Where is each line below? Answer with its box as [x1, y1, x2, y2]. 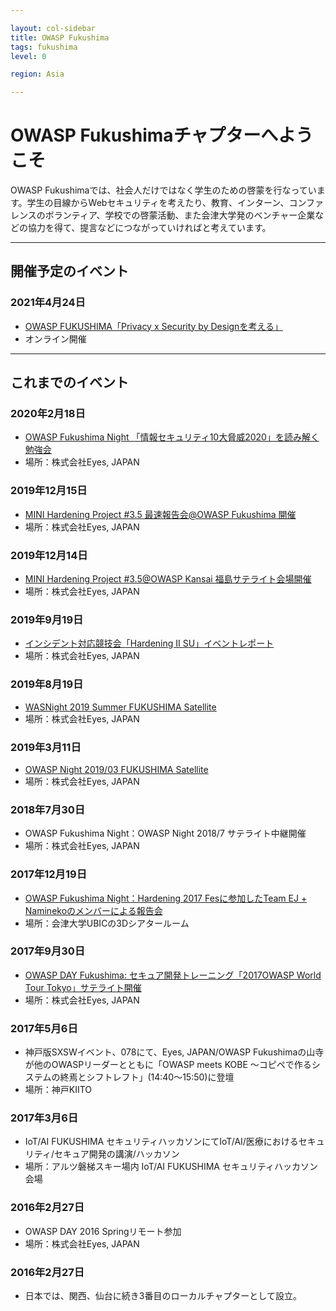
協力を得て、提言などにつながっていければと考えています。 [27, 222, 272, 234]
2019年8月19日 [10, 677, 84, 691]
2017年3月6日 [10, 1111, 79, 1125]
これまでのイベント [10, 374, 129, 391]
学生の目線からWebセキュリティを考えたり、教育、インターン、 [26, 197, 290, 209]
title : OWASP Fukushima [10, 32, 110, 43]
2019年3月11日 [10, 740, 82, 754]
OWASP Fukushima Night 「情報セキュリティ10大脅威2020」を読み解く [24, 431, 320, 443]
